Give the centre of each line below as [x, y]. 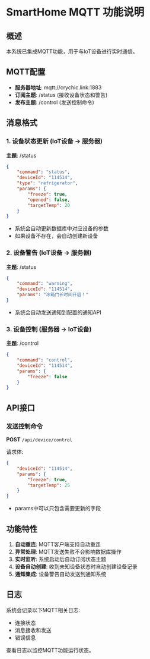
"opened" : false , [49, 200]
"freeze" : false [47, 376]
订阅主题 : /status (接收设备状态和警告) [61, 95]
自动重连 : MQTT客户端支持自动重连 [58, 544]
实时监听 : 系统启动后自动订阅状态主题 [60, 559]
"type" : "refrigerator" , [47, 183]
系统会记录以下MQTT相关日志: [43, 610]
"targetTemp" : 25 [49, 485]
